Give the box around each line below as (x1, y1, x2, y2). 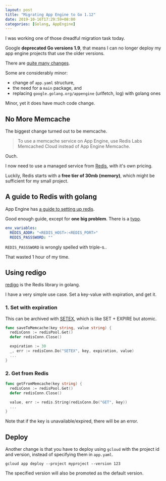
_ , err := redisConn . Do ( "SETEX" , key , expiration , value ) (10, 348, 135, 353)
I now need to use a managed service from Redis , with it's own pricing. (5, 163, 153, 169)
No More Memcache (5, 114, 71, 124)
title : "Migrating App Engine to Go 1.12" (5, 12, 96, 17)
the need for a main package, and (12, 85, 82, 91)
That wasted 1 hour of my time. (5, 254, 70, 260)
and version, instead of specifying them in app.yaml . (5, 452, 114, 458)
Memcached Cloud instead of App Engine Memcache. (17, 143, 130, 149)
